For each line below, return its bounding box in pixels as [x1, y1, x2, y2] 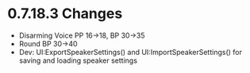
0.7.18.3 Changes [7, 5, 123, 23]
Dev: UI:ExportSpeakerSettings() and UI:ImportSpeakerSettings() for [18, 47, 243, 57]
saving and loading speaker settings [18, 56, 138, 65]
